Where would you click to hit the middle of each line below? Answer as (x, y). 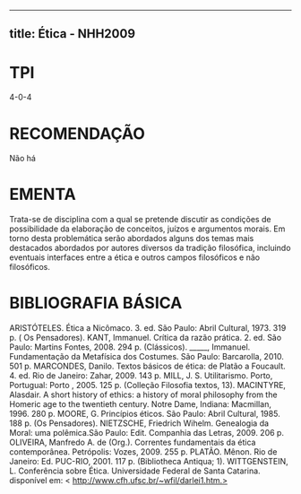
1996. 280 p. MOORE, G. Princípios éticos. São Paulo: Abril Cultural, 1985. (145, 414)
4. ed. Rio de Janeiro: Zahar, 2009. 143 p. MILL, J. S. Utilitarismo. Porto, (141, 376)
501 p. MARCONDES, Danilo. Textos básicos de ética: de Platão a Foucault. (148, 366)
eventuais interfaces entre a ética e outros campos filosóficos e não (135, 257)
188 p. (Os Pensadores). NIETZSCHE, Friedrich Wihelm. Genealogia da (139, 423)
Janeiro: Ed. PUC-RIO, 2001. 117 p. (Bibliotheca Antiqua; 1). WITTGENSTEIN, (149, 462)
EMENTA (43, 195)
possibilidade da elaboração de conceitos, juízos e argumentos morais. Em (147, 229)
